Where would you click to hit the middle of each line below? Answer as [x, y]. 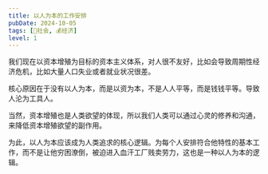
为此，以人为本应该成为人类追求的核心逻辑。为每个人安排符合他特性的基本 [130, 142]
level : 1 [23, 38]
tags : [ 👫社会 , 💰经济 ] [43, 30]
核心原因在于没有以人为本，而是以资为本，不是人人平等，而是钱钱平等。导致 [134, 89]
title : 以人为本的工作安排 [48, 16]
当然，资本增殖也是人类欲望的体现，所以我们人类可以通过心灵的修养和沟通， [134, 116]
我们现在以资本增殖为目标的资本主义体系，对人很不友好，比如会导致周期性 [130, 61]
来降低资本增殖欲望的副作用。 [57, 125]
